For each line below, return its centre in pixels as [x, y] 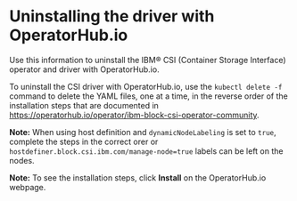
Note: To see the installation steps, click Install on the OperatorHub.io [138, 177]
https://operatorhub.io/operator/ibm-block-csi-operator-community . [135, 115]
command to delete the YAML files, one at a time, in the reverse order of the [148, 96]
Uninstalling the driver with [112, 16]
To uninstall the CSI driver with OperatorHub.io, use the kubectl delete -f [146, 86]
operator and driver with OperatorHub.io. [84, 69]
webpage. [28, 187]
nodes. [22, 160]
